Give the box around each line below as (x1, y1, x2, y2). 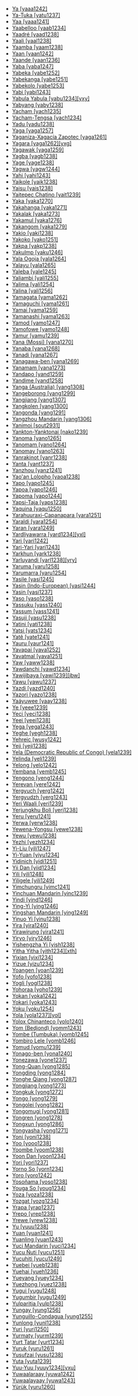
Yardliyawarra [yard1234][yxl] (11, 531, 86, 538)
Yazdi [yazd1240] (11, 685, 55, 691)
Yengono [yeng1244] (11, 775, 64, 781)
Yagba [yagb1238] (11, 153, 58, 159)
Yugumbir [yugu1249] (11, 1293, 66, 1301)
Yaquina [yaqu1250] (11, 505, 62, 512)
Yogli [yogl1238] (11, 980, 52, 986)
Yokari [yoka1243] (11, 998, 57, 1006)
